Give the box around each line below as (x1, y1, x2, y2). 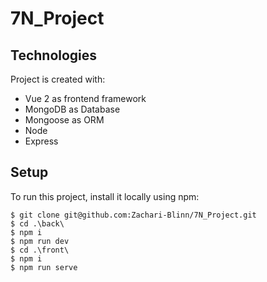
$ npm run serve (10, 262, 78, 272)
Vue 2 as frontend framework (24, 93, 147, 104)
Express (24, 135, 59, 147)
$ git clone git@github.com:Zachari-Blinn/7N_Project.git (10, 210, 257, 220)
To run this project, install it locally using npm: (10, 190, 200, 202)
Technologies (10, 47, 98, 64)
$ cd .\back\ (10, 218, 65, 229)
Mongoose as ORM (24, 114, 105, 126)
